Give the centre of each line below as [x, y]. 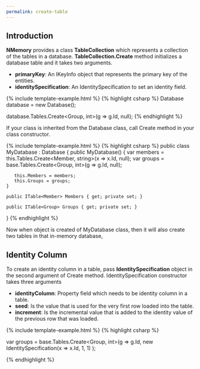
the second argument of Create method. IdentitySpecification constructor [97, 275]
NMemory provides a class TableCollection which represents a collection [97, 50]
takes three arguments [34, 282]
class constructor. [28, 134]
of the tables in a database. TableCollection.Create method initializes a [94, 57]
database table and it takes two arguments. [59, 63]
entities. [24, 80]
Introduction [30, 36]
